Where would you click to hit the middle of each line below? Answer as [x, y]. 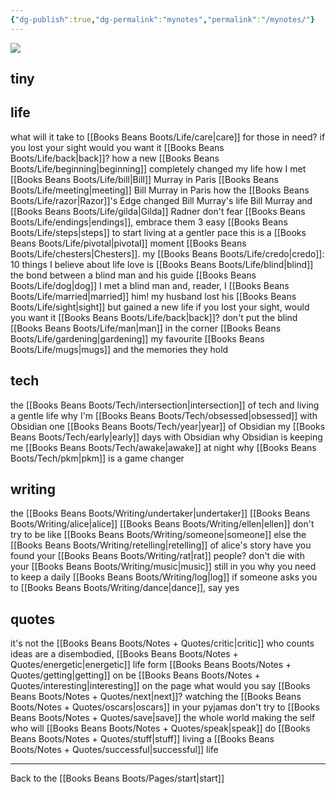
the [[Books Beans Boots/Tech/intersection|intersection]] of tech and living [165, 405]
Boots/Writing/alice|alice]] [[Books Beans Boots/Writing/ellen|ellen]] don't [162, 524]
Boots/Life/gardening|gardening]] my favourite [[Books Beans [137, 338]
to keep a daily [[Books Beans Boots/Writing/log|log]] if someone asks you [164, 577]
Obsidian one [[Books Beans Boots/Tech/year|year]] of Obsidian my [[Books [168, 426]
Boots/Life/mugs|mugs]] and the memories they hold [119, 349]
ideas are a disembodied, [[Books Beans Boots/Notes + [124, 654]
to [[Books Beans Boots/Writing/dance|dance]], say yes [125, 588]
